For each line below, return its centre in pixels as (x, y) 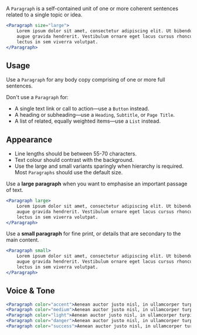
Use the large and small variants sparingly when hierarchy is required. (99, 166)
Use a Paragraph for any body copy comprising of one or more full (86, 80)
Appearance (29, 139)
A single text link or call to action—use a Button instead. (82, 109)
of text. (15, 190)
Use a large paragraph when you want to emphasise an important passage (97, 184)
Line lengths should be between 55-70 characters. (76, 154)
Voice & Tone (30, 291)
